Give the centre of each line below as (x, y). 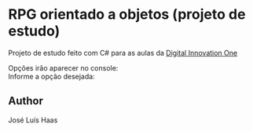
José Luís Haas (33, 120)
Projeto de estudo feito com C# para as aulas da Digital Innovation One (123, 53)
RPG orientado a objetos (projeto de (127, 15)
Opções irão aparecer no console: (63, 67)
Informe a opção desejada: (52, 76)
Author (26, 101)
